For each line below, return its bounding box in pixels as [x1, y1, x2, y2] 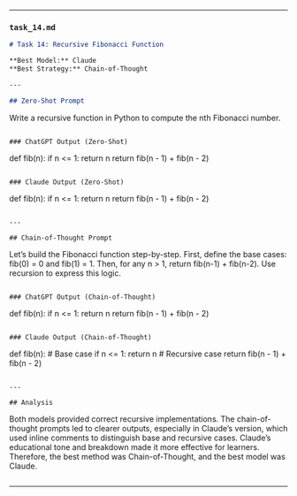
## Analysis [9, 398, 53, 407]
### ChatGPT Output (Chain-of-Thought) [9, 293, 156, 301]
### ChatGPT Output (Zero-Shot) [9, 137, 128, 146]
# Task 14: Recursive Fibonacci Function [9, 41, 164, 50]
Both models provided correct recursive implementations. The [9, 413, 235, 424]
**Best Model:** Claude [9, 57, 97, 65]
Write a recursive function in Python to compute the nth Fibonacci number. [9, 112, 281, 123]
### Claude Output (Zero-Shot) [9, 178, 125, 187]
